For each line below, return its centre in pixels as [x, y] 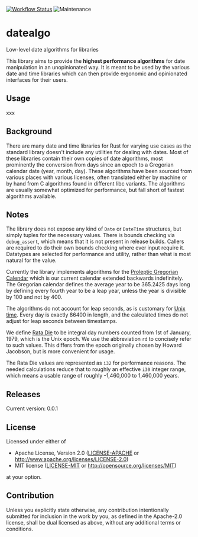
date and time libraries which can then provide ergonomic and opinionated [97, 73]
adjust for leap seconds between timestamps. [62, 321]
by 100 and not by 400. [34, 297]
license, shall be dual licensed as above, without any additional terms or [94, 522]
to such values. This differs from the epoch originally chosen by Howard [94, 345]
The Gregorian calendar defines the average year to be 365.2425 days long [98, 285]
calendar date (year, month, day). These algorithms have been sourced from [99, 171]
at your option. [24, 477]
